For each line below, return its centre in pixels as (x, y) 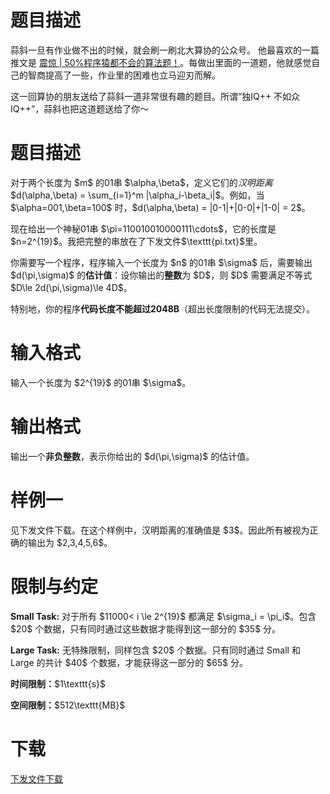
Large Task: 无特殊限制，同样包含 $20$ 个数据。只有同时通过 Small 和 (155, 650)
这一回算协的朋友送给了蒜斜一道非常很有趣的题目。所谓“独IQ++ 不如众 (155, 96)
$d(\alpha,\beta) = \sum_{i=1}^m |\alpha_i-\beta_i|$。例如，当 (137, 195)
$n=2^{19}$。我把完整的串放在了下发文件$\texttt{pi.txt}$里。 (136, 241)
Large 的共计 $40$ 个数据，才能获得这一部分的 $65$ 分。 (129, 662)
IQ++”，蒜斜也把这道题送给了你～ (80, 108)
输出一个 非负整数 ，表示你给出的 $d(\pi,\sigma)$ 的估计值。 (132, 456)
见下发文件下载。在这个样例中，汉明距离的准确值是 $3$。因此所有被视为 (160, 530)
